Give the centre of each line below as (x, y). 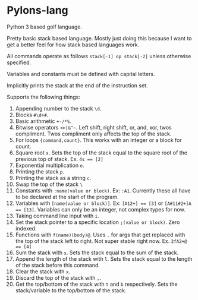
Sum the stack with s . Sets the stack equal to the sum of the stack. (97, 252)
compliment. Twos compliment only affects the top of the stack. (93, 134)
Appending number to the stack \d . (58, 108)
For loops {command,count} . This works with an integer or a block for (98, 140)
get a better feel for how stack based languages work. (73, 45)
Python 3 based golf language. (45, 27)
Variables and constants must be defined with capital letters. (81, 74)
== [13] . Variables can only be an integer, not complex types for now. (100, 209)
